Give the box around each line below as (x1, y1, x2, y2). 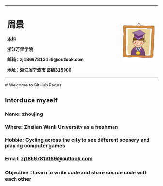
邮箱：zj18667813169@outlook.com (7, 57, 84, 62)
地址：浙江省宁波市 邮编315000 (7, 67, 72, 72)
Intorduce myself (5, 96, 58, 104)
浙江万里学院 (7, 46, 33, 52)
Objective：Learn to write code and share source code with (5, 170, 148, 176)
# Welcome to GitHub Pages (5, 82, 62, 88)
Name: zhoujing (5, 111, 44, 117)
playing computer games (5, 143, 65, 149)
